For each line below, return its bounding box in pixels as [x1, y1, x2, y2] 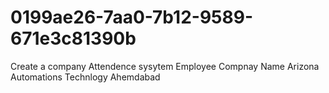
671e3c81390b [10, 27, 137, 50]
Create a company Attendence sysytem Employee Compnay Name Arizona [10, 60, 320, 72]
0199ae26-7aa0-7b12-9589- [10, 6, 253, 29]
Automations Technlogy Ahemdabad [10, 71, 161, 83]
